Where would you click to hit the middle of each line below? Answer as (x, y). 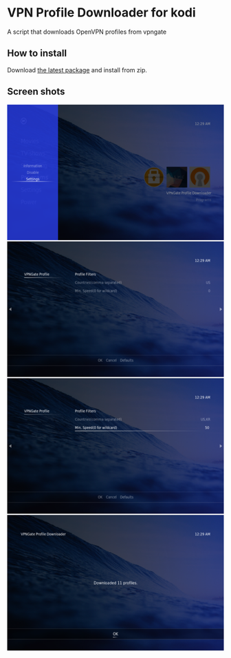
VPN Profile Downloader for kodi (101, 13)
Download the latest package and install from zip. (77, 70)
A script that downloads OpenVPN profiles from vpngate (87, 32)
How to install (37, 53)
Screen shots (36, 92)
